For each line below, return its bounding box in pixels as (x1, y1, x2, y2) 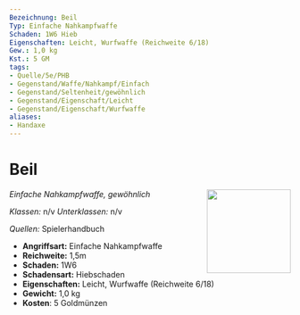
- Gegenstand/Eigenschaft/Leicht (9, 95, 134, 105)
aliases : (9, 112, 42, 121)
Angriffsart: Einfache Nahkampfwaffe (21, 240, 162, 251)
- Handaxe (9, 121, 46, 130)
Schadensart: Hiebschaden (21, 269, 125, 279)
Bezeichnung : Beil (9, 12, 78, 22)
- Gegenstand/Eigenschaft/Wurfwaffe (9, 104, 146, 113)
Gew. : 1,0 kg (9, 46, 58, 55)
